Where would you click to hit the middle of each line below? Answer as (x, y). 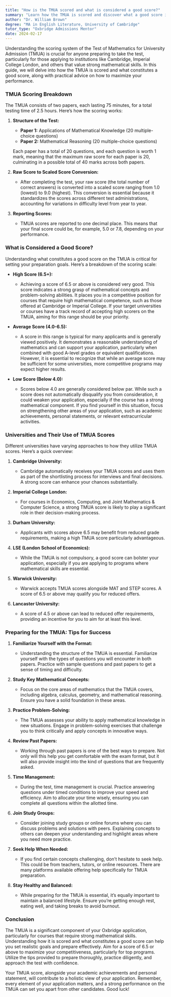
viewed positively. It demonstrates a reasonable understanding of (89, 342)
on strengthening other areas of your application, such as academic (91, 411)
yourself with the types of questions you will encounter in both (86, 659)
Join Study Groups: (34, 813)
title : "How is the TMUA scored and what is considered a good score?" (83, 10)
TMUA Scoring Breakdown (39, 94)
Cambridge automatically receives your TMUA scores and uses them (92, 471)
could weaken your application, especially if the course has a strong (92, 400)
